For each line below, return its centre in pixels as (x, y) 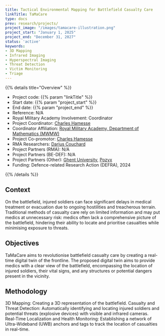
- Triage (14, 74)
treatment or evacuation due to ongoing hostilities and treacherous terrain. (81, 207)
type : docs (16, 19)
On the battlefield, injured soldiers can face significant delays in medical (78, 201)
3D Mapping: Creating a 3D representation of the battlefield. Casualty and (80, 303)
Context (18, 190)
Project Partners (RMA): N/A (41, 149)
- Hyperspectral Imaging (31, 60)
